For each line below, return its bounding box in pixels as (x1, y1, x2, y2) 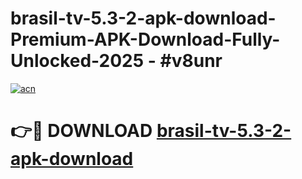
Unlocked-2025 (10, 50, 145, 72)
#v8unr (159, 50, 223, 72)
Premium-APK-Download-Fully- (10, 28, 281, 51)
